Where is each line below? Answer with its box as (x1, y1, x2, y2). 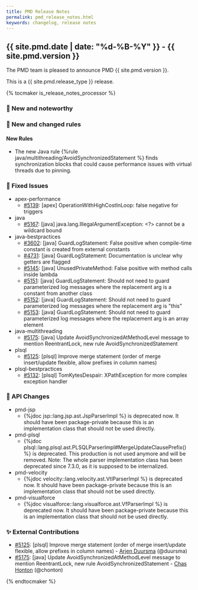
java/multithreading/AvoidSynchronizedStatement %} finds (14, 155, 158, 162)
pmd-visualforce (14, 494, 56, 501)
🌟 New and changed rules (6, 120, 82, 129)
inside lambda (23, 271, 58, 278)
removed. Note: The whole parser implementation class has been (23, 456, 183, 463)
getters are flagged (23, 258, 71, 265)
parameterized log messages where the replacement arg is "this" (23, 302, 182, 309)
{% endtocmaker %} (6, 578, 56, 585)
